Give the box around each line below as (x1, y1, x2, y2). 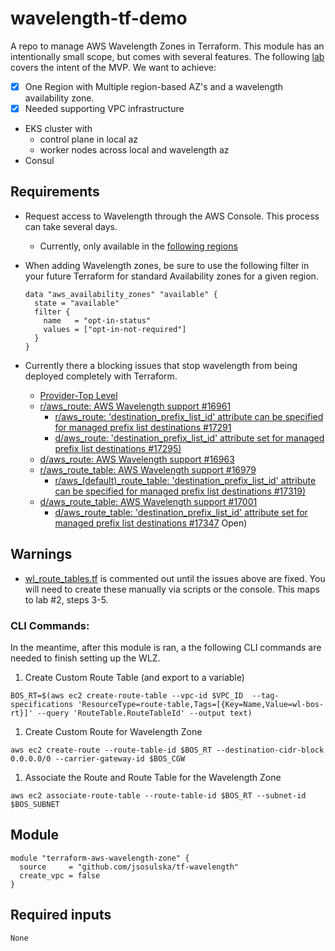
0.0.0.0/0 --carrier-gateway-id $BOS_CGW (10, 753, 186, 764)
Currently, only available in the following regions (39, 240, 238, 252)
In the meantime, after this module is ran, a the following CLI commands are (10, 641, 322, 653)
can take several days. (24, 220, 118, 232)
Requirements (10, 183, 100, 201)
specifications (10, 699, 74, 709)
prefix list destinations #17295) (54, 442, 182, 454)
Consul (24, 155, 55, 167)
